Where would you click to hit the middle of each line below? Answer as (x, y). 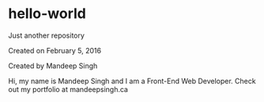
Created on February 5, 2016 (55, 50)
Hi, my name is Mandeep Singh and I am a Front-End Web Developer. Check (132, 81)
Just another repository (47, 35)
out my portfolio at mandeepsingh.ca (68, 89)
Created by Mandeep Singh (53, 66)
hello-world (47, 14)
